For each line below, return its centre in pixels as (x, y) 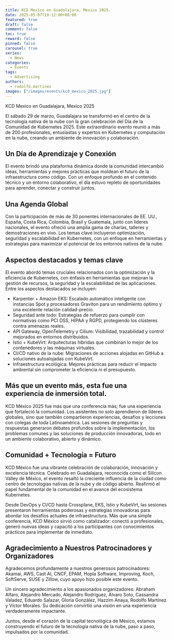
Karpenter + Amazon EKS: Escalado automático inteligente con (79, 298)
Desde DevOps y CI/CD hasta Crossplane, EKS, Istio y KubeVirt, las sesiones (86, 504)
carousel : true (21, 48)
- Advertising (25, 77)
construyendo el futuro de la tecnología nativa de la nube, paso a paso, (80, 627)
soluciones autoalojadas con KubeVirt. (53, 359)
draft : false (19, 24)
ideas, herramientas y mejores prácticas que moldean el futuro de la (77, 172)
